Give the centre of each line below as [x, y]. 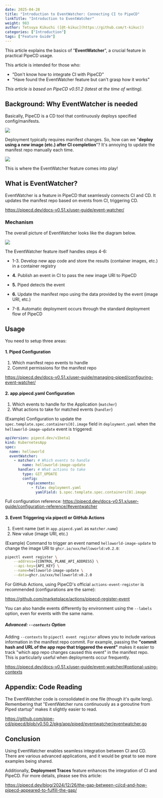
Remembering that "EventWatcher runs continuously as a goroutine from [78, 704]
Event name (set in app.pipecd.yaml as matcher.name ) [65, 528]
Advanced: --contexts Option [35, 624]
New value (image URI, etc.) [40, 534]
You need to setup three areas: [36, 341]
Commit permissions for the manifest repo [54, 368]
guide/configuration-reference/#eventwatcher [51, 506]
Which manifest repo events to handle [50, 362]
